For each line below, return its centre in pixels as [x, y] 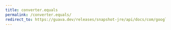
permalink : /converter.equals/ [38, 15]
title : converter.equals [32, 10]
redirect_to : [19, 19]
